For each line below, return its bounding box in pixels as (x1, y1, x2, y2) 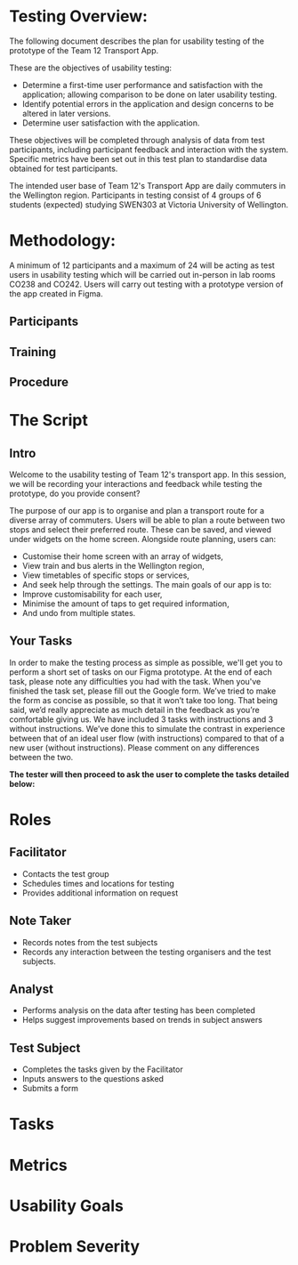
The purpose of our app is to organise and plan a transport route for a (9, 506, 265, 516)
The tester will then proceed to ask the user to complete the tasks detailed (9, 768, 289, 780)
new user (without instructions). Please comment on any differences (9, 742, 260, 753)
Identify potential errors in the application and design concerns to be (21, 98, 274, 109)
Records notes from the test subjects (21, 937, 158, 947)
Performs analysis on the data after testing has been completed (21, 1005, 256, 1016)
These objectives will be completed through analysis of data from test (9, 134, 265, 145)
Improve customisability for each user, (21, 589, 163, 600)
